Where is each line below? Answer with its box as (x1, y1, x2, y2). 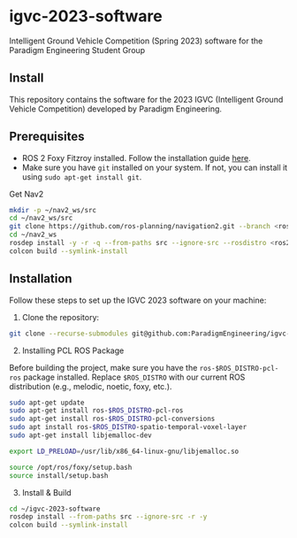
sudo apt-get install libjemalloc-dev (9, 431, 152, 440)
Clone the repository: (21, 311, 100, 322)
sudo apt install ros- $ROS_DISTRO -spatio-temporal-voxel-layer (9, 423, 247, 432)
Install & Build (21, 487, 72, 497)
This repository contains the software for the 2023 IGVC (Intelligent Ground (9, 94, 284, 104)
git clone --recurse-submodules (9, 329, 128, 338)
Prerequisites (9, 129, 85, 144)
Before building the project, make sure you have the (9, 362, 198, 373)
